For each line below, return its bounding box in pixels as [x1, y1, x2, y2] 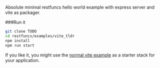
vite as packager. [5, 9, 41, 15]
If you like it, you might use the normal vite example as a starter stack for [5, 52, 155, 58]
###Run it [5, 19, 26, 25]
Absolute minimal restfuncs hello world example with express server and [5, 4, 155, 10]
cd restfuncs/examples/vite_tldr [5, 33, 75, 38]
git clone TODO [5, 29, 37, 34]
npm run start [5, 42, 35, 48]
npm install [5, 38, 30, 43]
